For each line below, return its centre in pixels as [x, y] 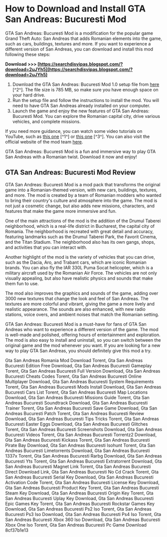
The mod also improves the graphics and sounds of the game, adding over [82, 293]
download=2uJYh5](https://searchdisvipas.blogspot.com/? [69, 69]
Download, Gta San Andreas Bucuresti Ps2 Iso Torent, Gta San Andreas [79, 509]
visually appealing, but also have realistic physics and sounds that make [79, 278]
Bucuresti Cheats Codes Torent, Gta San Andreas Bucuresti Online [74, 376]
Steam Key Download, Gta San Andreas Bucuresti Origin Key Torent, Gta [79, 493]
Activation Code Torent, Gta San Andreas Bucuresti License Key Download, [82, 482]
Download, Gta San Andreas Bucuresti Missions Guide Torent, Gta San [77, 397]
